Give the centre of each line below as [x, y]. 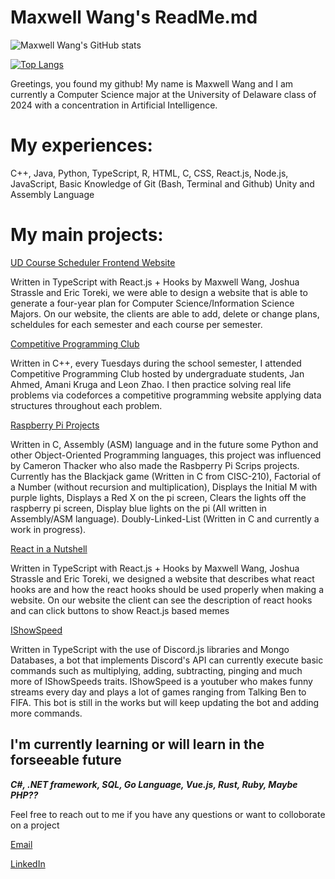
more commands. [46, 713]
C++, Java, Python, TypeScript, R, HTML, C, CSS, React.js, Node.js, [149, 173]
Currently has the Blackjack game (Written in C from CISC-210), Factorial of [166, 476]
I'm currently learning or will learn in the [137, 744]
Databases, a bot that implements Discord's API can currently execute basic [167, 660]
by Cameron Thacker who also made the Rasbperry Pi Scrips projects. [155, 465]
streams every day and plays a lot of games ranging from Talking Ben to [158, 692]
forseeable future [66, 760]
